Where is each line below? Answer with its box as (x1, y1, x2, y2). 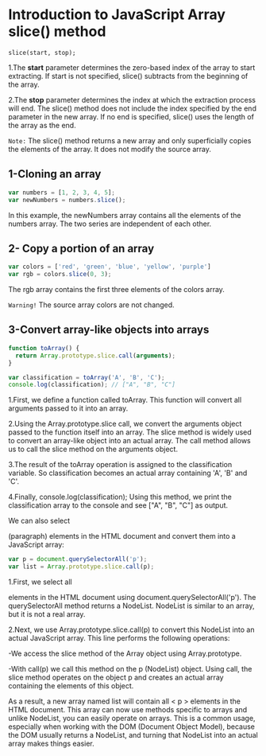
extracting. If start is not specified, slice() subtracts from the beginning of (8, 71, 249, 80)
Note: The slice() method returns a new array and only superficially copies (8, 135, 252, 145)
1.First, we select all (8, 577, 73, 586)
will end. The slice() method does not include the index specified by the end (8, 103, 256, 113)
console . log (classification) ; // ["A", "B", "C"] (8, 380, 176, 389)
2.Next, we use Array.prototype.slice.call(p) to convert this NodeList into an (8, 625, 255, 634)
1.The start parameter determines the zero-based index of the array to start (8, 62, 256, 72)
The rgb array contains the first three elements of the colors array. (8, 285, 225, 294)
